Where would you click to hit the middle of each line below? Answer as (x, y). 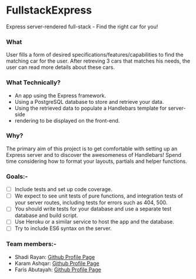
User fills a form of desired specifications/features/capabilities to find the (95, 55)
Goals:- (17, 176)
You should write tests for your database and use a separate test (93, 209)
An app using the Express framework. (60, 96)
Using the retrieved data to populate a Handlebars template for (91, 108)
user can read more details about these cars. (60, 67)
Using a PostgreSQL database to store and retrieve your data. (89, 101)
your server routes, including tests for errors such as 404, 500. (91, 203)
